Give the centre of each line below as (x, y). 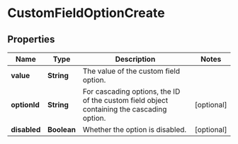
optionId (25, 105)
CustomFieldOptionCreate (86, 13)
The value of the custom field (131, 71)
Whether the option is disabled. (135, 129)
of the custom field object (125, 100)
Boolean (62, 129)
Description (135, 59)
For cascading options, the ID (131, 92)
